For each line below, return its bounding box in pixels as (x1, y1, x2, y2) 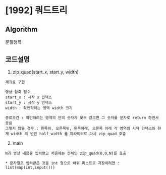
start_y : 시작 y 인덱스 (5, 100, 52, 105)
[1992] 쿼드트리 (5, 5, 68, 16)
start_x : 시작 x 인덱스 (5, 94, 52, 100)
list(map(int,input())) (5, 165, 56, 170)
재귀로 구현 (5, 79, 25, 85)
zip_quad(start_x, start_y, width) (12, 69, 79, 75)
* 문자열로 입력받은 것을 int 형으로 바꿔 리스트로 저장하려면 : (5, 160, 120, 165)
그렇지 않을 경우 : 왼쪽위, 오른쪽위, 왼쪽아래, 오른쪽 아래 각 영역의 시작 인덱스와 (5, 126, 155, 131)
